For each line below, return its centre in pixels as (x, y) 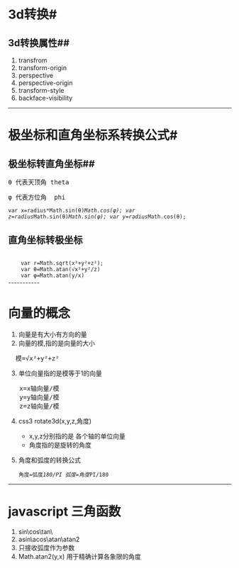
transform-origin (42, 68)
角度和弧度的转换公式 (49, 460)
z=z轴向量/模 (39, 406)
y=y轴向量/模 (39, 397)
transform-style (41, 90)
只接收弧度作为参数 (46, 547)
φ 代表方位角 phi (37, 197)
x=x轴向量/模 (39, 388)
